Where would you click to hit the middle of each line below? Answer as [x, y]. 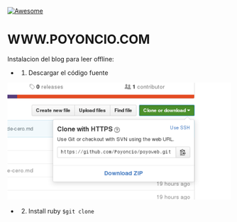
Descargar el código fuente [68, 72]
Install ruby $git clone [61, 211]
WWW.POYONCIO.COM [79, 40]
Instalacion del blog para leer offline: [61, 59]
